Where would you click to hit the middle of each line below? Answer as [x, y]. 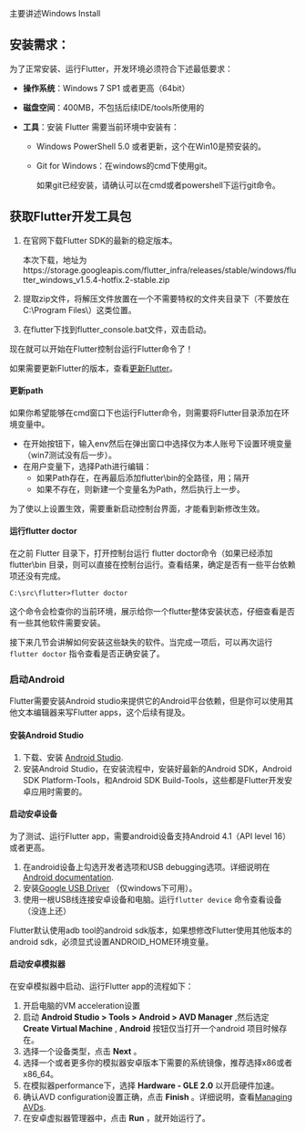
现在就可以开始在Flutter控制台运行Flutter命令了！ [102, 349]
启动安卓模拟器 [37, 964]
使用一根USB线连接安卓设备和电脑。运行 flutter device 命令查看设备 [152, 899]
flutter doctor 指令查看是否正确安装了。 [87, 654]
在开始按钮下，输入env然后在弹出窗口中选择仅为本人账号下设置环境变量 [157, 443]
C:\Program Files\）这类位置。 [79, 309]
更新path [26, 391]
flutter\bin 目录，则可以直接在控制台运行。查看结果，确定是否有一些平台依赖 [152, 565]
